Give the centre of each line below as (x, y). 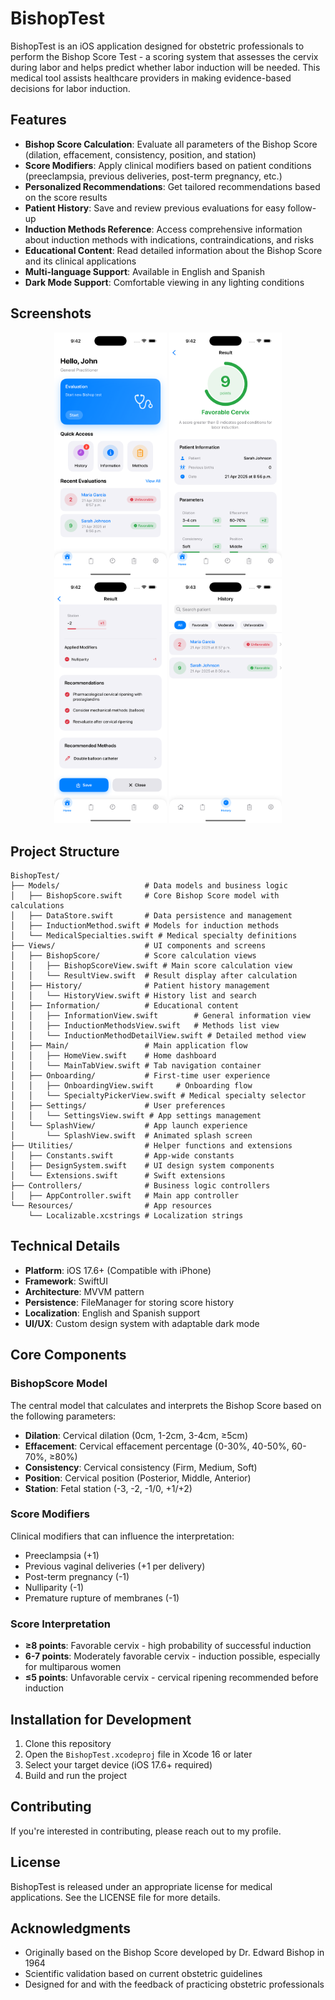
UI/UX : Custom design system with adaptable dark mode (142, 1323)
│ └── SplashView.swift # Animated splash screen (131, 1136)
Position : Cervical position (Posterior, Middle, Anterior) (138, 1478)
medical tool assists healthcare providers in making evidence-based (151, 78)
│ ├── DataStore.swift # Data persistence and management (151, 916)
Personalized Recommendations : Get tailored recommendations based (172, 186)
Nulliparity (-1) (54, 1587)
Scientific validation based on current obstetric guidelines (143, 1974)
